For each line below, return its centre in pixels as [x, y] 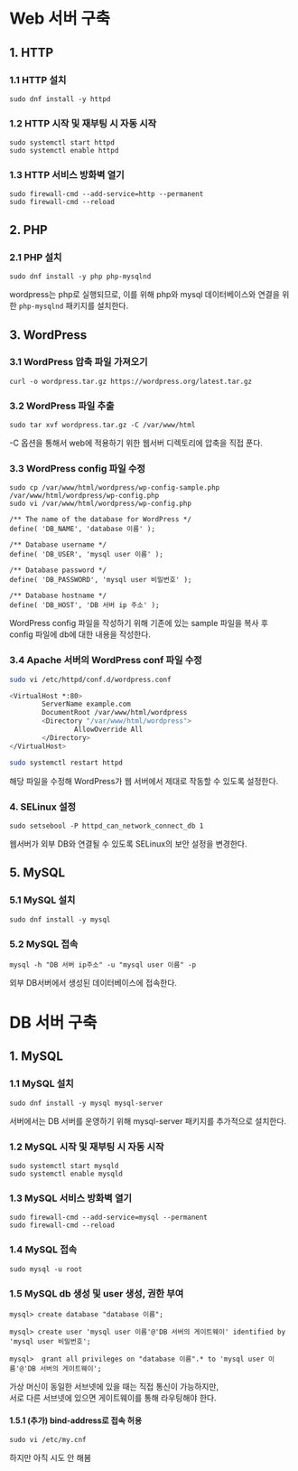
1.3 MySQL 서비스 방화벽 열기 [71, 1198]
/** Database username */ [58, 545]
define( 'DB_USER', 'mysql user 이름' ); [87, 555]
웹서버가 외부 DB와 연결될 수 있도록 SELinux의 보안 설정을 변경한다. [128, 843]
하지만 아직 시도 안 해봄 [51, 1458]
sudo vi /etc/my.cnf [48, 1440]
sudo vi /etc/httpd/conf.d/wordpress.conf [90, 679]
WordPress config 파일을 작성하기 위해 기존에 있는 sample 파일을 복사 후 [139, 623]
